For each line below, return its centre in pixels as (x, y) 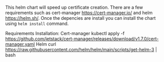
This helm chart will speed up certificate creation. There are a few (74, 7)
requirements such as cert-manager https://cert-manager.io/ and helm (79, 13)
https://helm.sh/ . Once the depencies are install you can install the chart (80, 18)
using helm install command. (37, 23)
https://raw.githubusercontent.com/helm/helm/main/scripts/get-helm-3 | (81, 50)
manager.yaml (20, 44)
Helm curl (46, 44)
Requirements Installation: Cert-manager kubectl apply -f (65, 33)
